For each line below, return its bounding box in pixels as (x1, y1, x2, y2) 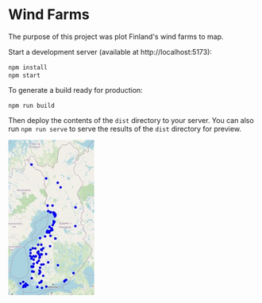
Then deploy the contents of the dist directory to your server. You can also (8, 115, 254, 125)
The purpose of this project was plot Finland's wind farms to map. (8, 32, 224, 41)
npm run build (8, 102, 56, 109)
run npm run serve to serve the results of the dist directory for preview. (8, 124, 242, 133)
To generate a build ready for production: (8, 85, 143, 94)
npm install (8, 63, 48, 71)
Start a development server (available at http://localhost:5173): (8, 47, 213, 56)
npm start (8, 71, 41, 79)
